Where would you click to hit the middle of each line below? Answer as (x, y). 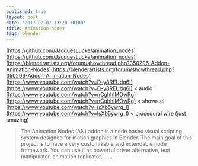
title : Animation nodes (36, 28)
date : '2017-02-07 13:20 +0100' (46, 23)
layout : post (22, 17)
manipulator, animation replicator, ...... (67, 157)
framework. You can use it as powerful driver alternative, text (95, 150)
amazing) (18, 120)
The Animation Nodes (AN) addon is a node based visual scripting (101, 132)
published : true (26, 12)
